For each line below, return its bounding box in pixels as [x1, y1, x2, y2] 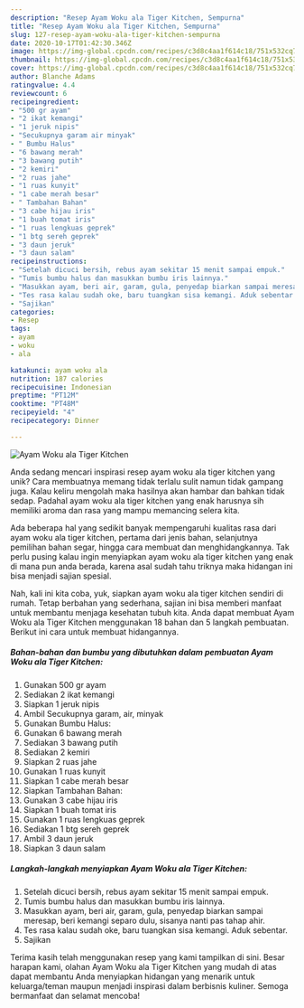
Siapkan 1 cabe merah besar [23, 775, 129, 787]
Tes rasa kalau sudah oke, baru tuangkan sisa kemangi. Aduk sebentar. [23, 924, 288, 936]
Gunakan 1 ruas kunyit [23, 766, 106, 777]
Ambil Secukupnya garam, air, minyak [23, 708, 164, 719]
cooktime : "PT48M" [10, 400, 79, 409]
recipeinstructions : [10, 257, 88, 267]
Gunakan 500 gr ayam [23, 679, 106, 690]
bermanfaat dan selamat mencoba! [10, 990, 141, 1001]
